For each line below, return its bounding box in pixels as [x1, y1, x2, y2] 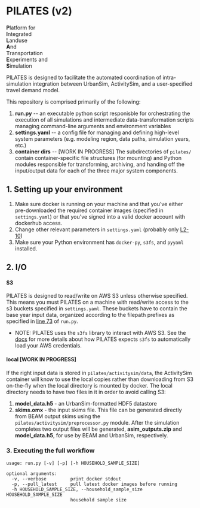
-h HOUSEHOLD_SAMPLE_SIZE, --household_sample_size [11, 486, 143, 492]
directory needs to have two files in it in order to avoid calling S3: [6, 388, 166, 395]
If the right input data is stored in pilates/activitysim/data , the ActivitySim [6, 369, 192, 376]
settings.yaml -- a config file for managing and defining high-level [14, 129, 179, 136]
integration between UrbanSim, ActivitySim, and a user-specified [32, 80, 193, 87]
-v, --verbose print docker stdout [11, 476, 121, 482]
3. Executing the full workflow [6, 446, 95, 455]
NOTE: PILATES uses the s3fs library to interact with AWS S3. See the [14, 329, 186, 337]
